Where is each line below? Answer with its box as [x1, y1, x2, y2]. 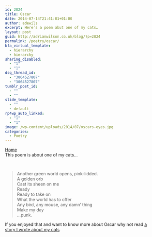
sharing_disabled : [5, 57, 42, 62]
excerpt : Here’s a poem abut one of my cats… [5, 25, 98, 30]
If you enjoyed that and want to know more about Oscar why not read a [5, 221, 147, 227]
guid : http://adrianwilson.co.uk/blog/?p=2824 [5, 34, 101, 39]
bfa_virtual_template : [5, 43, 51, 48]
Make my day [16, 207, 44, 213]
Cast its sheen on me [16, 181, 60, 187]
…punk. [16, 212, 32, 218]
